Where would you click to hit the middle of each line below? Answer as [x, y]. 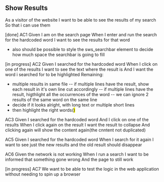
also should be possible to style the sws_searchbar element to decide [83, 49]
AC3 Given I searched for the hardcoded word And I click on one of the [77, 119]
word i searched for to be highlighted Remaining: [55, 74]
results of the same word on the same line [55, 100]
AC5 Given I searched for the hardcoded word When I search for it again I [79, 139]
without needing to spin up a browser [43, 174]
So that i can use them [28, 25]
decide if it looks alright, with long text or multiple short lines [73, 104]
